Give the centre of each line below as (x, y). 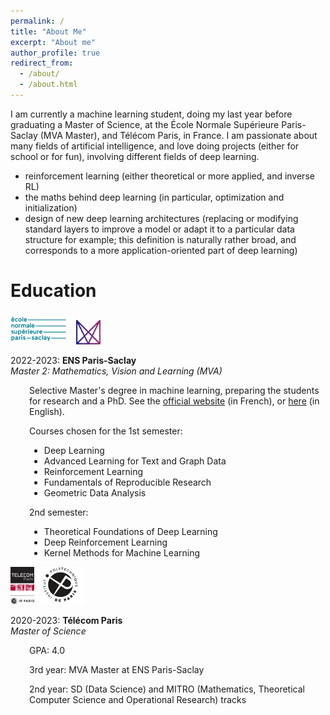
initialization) (51, 207)
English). (47, 411)
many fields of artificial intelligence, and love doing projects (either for (155, 146)
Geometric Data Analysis (95, 492)
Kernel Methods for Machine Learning (122, 552)
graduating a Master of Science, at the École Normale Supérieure (145, 124)
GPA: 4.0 (47, 650)
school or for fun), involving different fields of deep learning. (135, 156)
